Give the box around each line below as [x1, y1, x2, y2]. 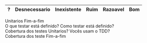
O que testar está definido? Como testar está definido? [5, 23, 115, 29]
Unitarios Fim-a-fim [5, 18, 44, 23]
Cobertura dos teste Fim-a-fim [5, 33, 66, 39]
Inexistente [55, 6, 82, 12]
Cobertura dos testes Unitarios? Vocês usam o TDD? [5, 28, 110, 34]
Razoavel [103, 6, 125, 12]
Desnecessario [15, 6, 51, 12]
